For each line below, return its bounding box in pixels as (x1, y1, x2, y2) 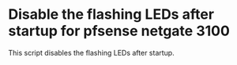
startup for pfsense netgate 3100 (8, 22, 231, 40)
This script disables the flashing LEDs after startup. (8, 48, 175, 57)
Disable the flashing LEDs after (8, 5, 215, 23)
